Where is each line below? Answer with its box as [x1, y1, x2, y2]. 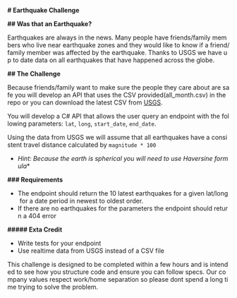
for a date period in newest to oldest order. [19, 197, 144, 205]
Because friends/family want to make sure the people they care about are [7, 83, 221, 91]
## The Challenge [7, 70, 61, 78]
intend [209, 261, 229, 268]
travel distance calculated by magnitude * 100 [23, 141, 157, 149]
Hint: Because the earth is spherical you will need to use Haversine [17, 155, 213, 162]
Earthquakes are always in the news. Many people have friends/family [7, 33, 211, 42]
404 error [28, 212, 57, 220]
